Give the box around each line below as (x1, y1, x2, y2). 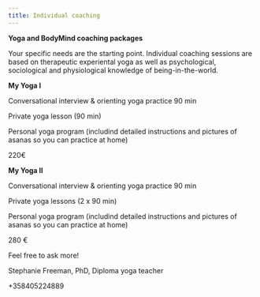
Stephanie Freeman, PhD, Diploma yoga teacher (8, 265, 164, 275)
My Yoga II (8, 165, 43, 175)
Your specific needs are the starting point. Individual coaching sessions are (8, 48, 253, 58)
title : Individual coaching (8, 11, 101, 20)
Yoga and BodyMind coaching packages (8, 33, 143, 43)
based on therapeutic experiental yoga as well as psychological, (8, 57, 217, 66)
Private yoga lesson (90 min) (8, 111, 102, 121)
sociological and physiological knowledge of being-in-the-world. (8, 65, 219, 75)
